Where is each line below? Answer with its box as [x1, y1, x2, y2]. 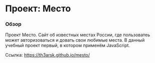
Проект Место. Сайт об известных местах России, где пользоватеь [5, 32, 150, 38]
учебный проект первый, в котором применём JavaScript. [5, 43, 130, 49]
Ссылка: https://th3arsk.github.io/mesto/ [5, 52, 90, 58]
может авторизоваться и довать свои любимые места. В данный [5, 37, 145, 43]
